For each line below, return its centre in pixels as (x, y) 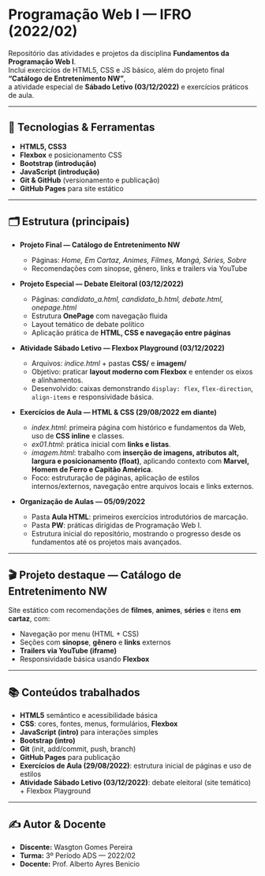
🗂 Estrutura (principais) (69, 222)
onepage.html (54, 307)
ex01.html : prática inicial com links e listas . (101, 444)
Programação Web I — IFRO (100, 15)
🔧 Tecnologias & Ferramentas (82, 128)
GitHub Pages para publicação (70, 758)
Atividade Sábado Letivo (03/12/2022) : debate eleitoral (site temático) (135, 783)
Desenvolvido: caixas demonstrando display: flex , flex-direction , (142, 388)
